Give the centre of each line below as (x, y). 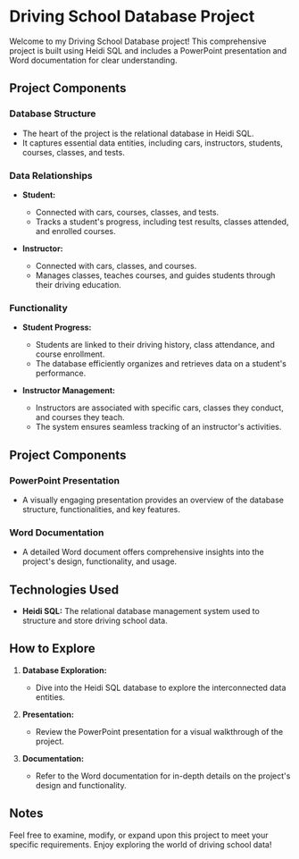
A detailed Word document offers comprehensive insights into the (143, 552)
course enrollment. (70, 354)
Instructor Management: (69, 391)
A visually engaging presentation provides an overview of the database (153, 500)
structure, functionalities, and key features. (101, 509)
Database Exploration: (64, 670)
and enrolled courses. (75, 231)
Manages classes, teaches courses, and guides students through (155, 275)
